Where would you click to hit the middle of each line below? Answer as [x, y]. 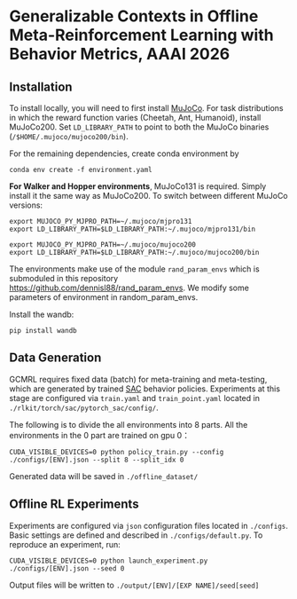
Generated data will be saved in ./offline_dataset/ [104, 476]
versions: [26, 205]
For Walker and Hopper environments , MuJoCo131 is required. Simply [138, 186]
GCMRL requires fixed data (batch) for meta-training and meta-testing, [138, 379]
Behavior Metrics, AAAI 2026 [120, 54]
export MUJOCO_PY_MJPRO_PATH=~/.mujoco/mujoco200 [103, 245]
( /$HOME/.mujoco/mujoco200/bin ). [69, 136]
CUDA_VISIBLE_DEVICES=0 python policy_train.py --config [117, 452]
